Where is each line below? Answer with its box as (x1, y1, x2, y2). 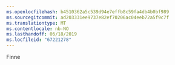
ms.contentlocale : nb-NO (6, 25, 69, 32)
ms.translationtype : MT (6, 20, 67, 26)
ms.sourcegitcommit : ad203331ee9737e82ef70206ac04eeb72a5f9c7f (6, 14, 170, 20)
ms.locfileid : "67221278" (6, 37, 71, 43)
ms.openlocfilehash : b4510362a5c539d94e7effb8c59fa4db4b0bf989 (6, 8, 170, 15)
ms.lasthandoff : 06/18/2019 (6, 31, 78, 37)
